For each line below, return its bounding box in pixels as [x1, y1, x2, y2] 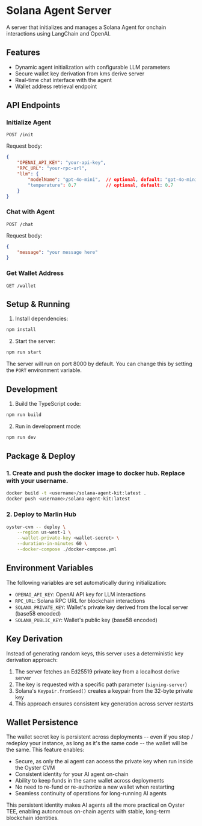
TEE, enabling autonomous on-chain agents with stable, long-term [6, 808, 171, 815]
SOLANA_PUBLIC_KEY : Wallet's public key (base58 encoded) [14, 616, 158, 623]
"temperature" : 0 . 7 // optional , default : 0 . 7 [28, 182, 174, 188]
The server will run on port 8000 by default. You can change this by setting [6, 360, 192, 368]
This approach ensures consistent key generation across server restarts [14, 700, 194, 707]
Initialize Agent [6, 118, 51, 127]
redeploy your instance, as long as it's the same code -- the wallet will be [6, 740, 188, 747]
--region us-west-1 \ [17, 529, 71, 535]
